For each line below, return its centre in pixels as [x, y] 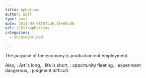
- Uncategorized [26, 38]
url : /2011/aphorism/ [28, 28]
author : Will [19, 14]
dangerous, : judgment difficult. [37, 70]
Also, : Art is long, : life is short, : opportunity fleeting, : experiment [73, 65]
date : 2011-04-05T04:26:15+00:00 [40, 23]
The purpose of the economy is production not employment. [67, 55]
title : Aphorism [22, 10]
